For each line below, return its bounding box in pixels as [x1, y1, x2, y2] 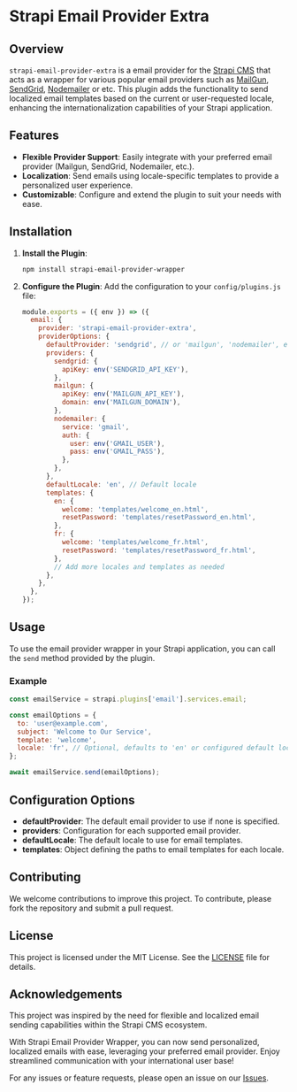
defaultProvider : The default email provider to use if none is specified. [21, 816, 280, 827]
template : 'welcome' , [17, 735, 97, 744]
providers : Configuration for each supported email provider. [21, 825, 241, 835]
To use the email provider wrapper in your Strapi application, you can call [9, 643, 276, 654]
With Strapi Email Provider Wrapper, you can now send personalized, [9, 1037, 260, 1048]
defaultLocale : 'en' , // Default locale [45, 480, 197, 488]
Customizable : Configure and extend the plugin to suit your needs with [21, 188, 282, 200]
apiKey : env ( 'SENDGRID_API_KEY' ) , [61, 365, 189, 373]
